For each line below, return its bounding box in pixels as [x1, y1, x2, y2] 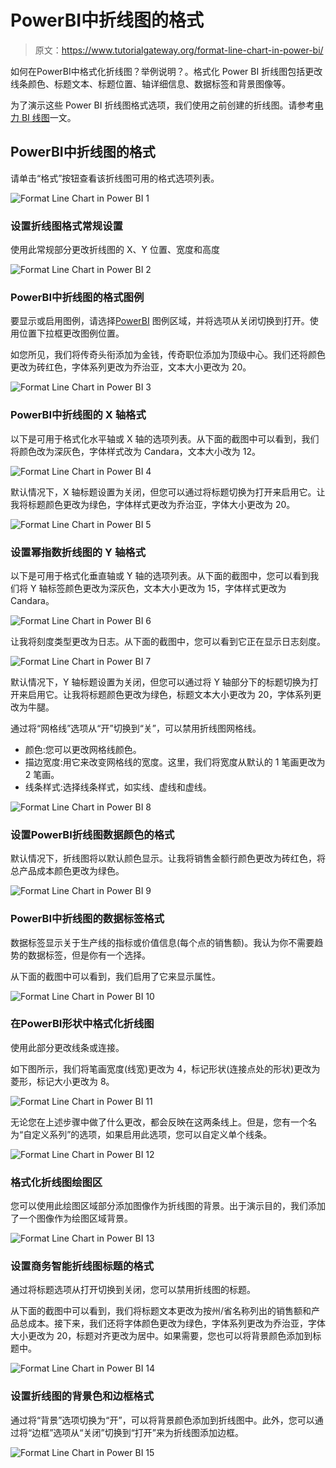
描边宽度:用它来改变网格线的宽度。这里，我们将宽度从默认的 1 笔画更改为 [24, 756, 326, 768]
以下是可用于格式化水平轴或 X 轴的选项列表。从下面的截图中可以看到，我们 [10, 432, 320, 445]
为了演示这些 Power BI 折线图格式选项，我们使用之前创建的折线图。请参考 [10, 99, 315, 111]
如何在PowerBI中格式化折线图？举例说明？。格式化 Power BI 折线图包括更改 [10, 65, 323, 77]
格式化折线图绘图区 [10, 1175, 103, 1189]
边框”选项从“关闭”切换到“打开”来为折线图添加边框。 [31, 1426, 244, 1438]
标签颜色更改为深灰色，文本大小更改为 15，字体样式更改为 [47, 582, 287, 594]
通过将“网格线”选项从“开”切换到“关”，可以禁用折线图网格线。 [10, 722, 262, 734]
